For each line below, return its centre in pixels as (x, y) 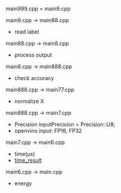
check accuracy (34, 78)
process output (33, 55)
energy (23, 183)
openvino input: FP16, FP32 (48, 131)
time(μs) (25, 154)
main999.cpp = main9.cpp (38, 9)
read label (27, 32)
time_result (28, 160)
